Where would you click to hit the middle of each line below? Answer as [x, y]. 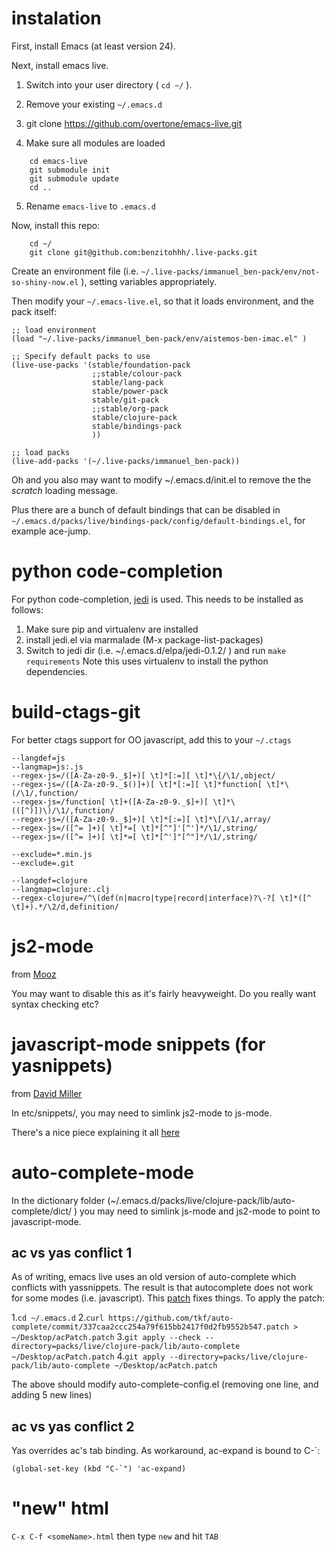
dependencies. [56, 671]
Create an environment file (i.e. [75, 271]
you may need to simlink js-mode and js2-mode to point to [200, 1211]
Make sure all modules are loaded [95, 143]
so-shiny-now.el [45, 282]
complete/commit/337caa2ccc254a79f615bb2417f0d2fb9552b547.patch [150, 1327]
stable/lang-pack [127, 382]
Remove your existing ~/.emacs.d [94, 104]
